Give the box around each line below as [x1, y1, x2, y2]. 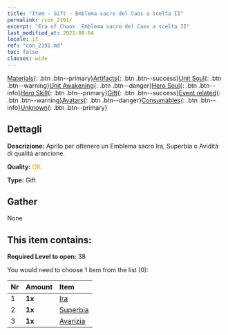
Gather [7, 195, 38, 207]
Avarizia [59, 316, 86, 326]
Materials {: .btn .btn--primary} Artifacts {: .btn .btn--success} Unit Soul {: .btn [7, 74, 222, 82]
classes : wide [7, 55, 48, 62]
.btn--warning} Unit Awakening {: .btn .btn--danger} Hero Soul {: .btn [7, 81, 198, 90]
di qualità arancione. [7, 149, 66, 157]
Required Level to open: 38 [7, 253, 86, 261]
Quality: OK [7, 162, 41, 171]
